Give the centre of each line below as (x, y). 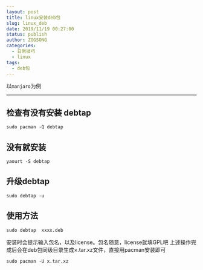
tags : (13, 62)
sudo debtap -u (25, 196)
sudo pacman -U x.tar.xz (37, 261)
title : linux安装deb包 (34, 18)
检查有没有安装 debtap (49, 113)
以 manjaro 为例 (24, 86)
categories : (21, 46)
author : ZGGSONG (27, 40)
